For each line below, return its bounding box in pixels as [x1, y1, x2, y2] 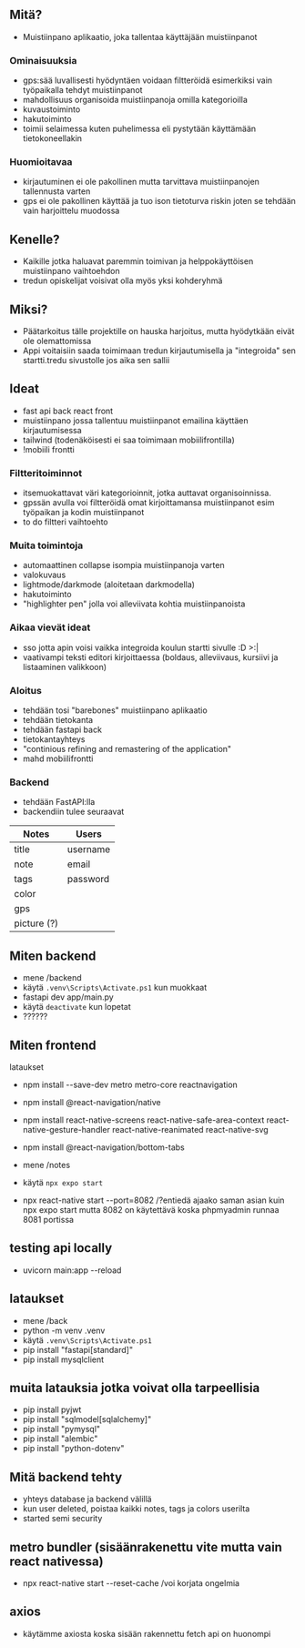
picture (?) [14, 917, 59, 930]
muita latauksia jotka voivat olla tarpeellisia [9, 1379, 260, 1396]
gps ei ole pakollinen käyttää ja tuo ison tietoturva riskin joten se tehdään [22, 196, 296, 207]
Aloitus [9, 684, 43, 697]
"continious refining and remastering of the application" [22, 744, 232, 755]
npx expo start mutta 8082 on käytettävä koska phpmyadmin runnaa [22, 1204, 280, 1215]
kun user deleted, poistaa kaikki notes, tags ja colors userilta [22, 1503, 250, 1514]
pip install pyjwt [22, 1404, 82, 1415]
